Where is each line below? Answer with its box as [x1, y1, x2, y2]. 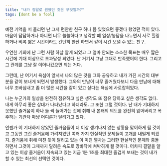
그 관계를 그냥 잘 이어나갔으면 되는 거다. [5, 62, 82, 68]
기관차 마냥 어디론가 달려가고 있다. [18, 114, 85, 120]
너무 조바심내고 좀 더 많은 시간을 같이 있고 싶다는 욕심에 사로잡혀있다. [5, 84, 140, 90]
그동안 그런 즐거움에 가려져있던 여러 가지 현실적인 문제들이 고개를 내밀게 [10, 130, 151, 137]
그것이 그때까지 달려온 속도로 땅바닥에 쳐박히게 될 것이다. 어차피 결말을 [18, 143, 156, 149]
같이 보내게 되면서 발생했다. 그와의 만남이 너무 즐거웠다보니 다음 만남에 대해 [14, 78, 161, 84]
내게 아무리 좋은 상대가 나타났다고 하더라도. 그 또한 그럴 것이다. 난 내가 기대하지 [5, 101, 160, 107]
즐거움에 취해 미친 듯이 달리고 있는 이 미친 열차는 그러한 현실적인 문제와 [11, 137, 150, 143]
